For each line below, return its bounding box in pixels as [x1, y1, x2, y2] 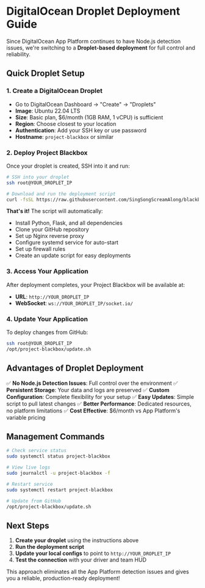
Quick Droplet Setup [6, 69, 85, 79]
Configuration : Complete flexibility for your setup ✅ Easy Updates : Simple [6, 393, 194, 400]
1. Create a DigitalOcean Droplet [6, 87, 103, 95]
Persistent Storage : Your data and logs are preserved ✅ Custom [6, 386, 170, 393]
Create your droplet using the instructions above [15, 537, 139, 544]
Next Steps [6, 520, 49, 530]
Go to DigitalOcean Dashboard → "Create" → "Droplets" [15, 100, 156, 108]
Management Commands [6, 431, 105, 442]
